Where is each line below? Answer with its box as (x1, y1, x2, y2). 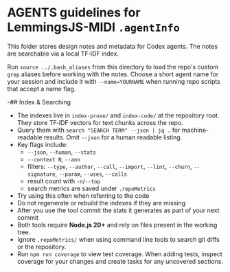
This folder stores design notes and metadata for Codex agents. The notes (7, 42, 218, 50)
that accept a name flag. (7, 84, 76, 93)
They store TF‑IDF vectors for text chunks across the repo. (16, 118, 183, 126)
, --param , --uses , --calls (55, 170, 128, 178)
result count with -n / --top (27, 177, 101, 185)
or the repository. (16, 242, 67, 251)
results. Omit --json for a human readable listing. (43, 133, 183, 141)
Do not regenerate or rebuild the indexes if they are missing (16, 199, 186, 207)
